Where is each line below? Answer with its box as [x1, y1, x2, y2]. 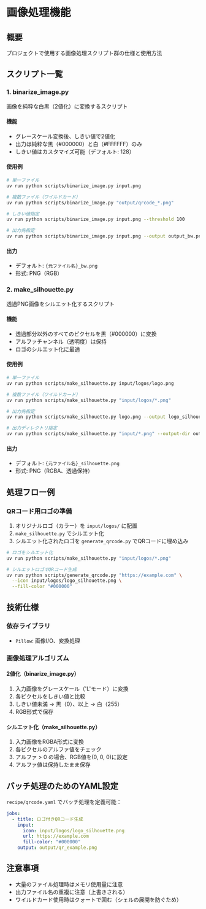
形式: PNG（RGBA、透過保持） [15, 467, 93, 474]
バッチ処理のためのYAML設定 [6, 781, 118, 791]
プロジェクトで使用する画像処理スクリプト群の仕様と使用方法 [6, 50, 162, 56]
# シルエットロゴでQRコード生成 [6, 566, 77, 573]
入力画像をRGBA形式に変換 [15, 738, 85, 746]
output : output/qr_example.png [17, 845, 97, 851]
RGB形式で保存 [15, 708, 54, 715]
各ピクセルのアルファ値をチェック [15, 746, 102, 753]
